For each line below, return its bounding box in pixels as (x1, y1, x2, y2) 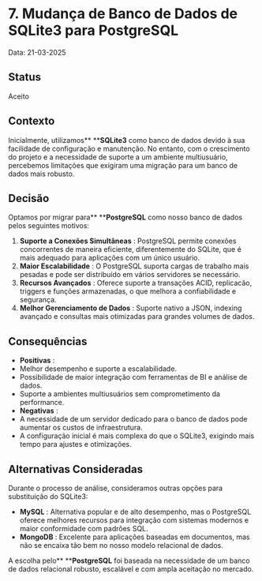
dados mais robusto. (8, 169, 75, 178)
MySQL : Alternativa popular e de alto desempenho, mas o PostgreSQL (19, 507, 252, 516)
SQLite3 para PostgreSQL (8, 21, 179, 39)
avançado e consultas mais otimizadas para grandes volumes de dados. (19, 312, 255, 321)
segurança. (19, 295, 57, 305)
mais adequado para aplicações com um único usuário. (19, 253, 200, 263)
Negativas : (19, 406, 58, 415)
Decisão (8, 191, 50, 205)
